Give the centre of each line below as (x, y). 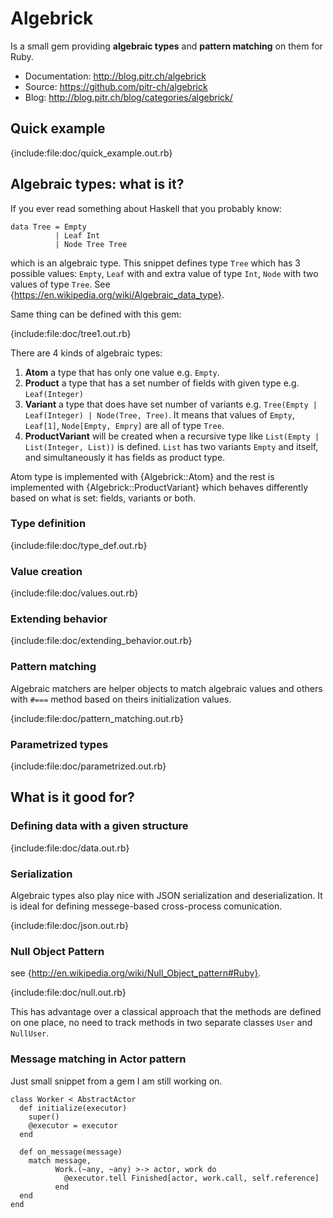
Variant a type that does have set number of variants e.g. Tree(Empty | (171, 404)
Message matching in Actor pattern (98, 1059)
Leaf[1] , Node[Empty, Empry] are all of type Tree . (124, 425)
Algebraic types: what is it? (97, 184)
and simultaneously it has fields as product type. (125, 457)
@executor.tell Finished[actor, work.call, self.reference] (191, 1178)
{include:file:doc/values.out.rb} (74, 593)
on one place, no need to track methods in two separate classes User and (161, 1023)
